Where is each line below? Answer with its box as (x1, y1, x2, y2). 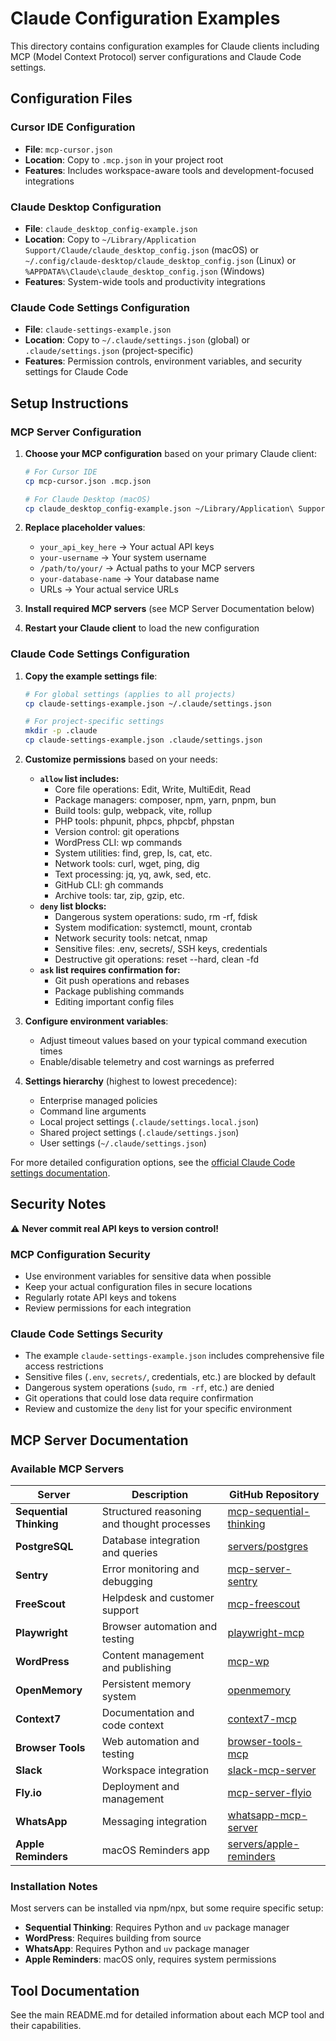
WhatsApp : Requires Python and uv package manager (24, 1943, 250, 1955)
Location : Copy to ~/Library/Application (24, 233, 197, 245)
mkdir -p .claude (24, 726, 98, 736)
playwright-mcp (227, 1626, 305, 1640)
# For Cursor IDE (24, 467, 98, 477)
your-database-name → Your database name (39, 573, 220, 585)
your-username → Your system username (39, 552, 207, 564)
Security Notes (10, 1196, 107, 1213)
